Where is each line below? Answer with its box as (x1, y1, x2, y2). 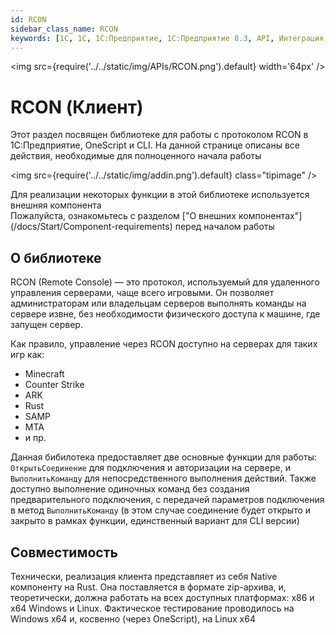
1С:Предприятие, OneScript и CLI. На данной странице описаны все (10, 139, 301, 151)
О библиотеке (10, 249, 102, 266)
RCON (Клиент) (10, 96, 144, 118)
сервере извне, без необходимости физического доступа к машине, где (10, 308, 321, 320)
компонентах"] (238, 210, 303, 222)
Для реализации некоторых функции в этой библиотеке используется (10, 189, 310, 201)
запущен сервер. (10, 319, 83, 331)
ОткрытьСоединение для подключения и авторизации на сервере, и (10, 462, 291, 474)
